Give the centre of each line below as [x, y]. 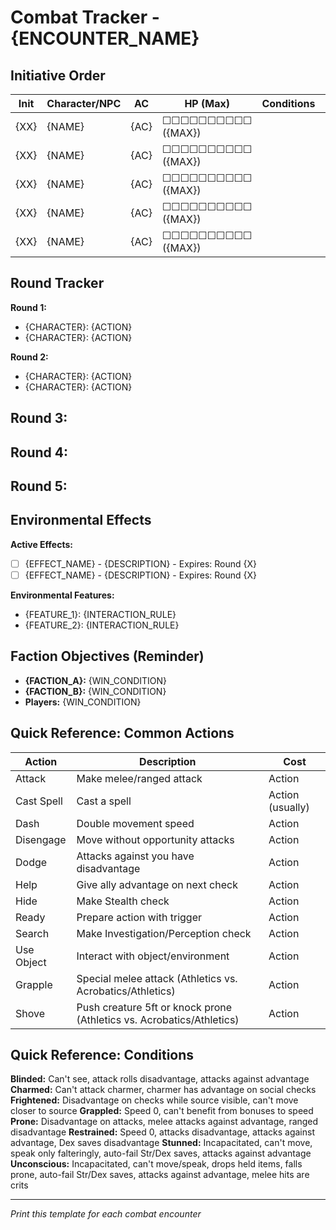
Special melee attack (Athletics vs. [157, 978]
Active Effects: [41, 544]
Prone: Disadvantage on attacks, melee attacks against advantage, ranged [164, 1122]
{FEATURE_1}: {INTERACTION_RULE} [100, 614]
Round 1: [28, 307]
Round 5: [39, 486]
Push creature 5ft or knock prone [154, 1007]
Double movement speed [135, 823]
